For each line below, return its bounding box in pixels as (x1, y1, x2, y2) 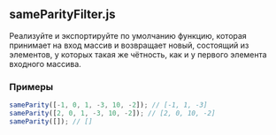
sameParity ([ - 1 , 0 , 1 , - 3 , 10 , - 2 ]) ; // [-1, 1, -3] (9, 101, 208, 109)
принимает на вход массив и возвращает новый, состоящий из (9, 40, 249, 50)
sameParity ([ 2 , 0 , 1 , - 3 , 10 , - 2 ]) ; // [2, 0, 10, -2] (9, 109, 216, 117)
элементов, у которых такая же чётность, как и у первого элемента (9, 49, 267, 60)
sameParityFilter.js (9, 7, 117, 22)
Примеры (9, 80, 54, 93)
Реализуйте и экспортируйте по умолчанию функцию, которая (9, 30, 248, 41)
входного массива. (9, 58, 81, 69)
